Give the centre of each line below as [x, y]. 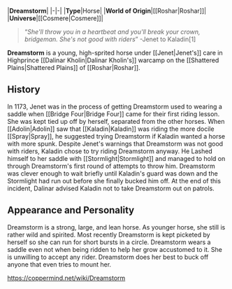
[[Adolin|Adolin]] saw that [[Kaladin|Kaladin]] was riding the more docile [111, 129]
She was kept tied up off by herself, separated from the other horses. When [116, 121]
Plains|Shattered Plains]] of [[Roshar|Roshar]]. [74, 68]
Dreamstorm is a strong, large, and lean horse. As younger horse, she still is [116, 227]
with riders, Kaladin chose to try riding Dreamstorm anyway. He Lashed [110, 151]
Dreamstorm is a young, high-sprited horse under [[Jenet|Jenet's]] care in [115, 53]
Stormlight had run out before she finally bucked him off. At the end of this [114, 181]
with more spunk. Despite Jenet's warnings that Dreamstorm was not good [115, 143]
